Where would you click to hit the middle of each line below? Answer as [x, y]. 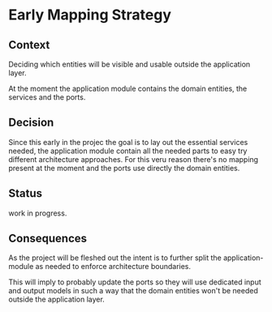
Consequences [48, 239]
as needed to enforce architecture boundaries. [113, 267]
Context [29, 45]
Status [26, 193]
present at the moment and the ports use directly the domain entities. [124, 168]
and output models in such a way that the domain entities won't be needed [133, 291]
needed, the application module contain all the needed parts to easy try [128, 151]
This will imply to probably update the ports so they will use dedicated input [135, 282]
